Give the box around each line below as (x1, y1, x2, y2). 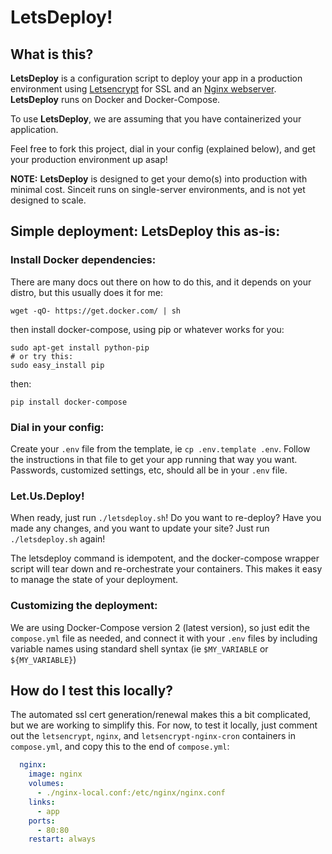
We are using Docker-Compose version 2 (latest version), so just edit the (10, 621, 310, 633)
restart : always (28, 834, 97, 845)
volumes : (28, 779, 65, 789)
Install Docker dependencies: (10, 253, 157, 267)
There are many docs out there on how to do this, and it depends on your (10, 276, 312, 288)
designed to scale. (10, 194, 87, 206)
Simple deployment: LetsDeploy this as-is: (10, 223, 281, 240)
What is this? (10, 46, 94, 63)
